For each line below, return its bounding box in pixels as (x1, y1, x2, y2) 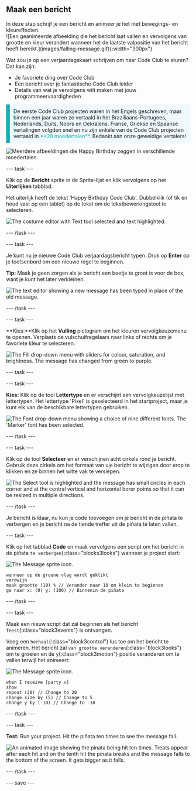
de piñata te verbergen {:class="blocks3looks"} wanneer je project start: (6, 549, 180, 556)
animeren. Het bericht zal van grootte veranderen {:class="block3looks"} (6, 644, 182, 651)
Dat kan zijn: (6, 63, 36, 70)
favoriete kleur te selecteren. (6, 340, 75, 347)
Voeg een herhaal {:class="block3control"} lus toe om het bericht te (6, 638, 169, 645)
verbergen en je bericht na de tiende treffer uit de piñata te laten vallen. (6, 521, 178, 528)
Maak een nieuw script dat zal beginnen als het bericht (6, 620, 139, 627)
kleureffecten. (6, 26, 40, 33)
